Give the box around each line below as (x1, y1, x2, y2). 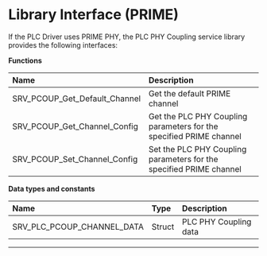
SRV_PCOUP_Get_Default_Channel (12, 93, 141, 104)
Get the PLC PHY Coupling (148, 111, 248, 122)
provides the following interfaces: (8, 40, 118, 49)
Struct (151, 221, 175, 232)
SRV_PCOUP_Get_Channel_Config (12, 121, 139, 132)
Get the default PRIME (148, 87, 231, 99)
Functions (8, 56, 42, 65)
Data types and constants (8, 184, 95, 193)
